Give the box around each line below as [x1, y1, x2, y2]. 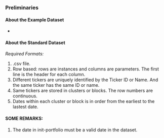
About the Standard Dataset [5, 40, 66, 46]
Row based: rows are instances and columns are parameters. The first [12, 66, 159, 72]
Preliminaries [5, 4, 39, 11]
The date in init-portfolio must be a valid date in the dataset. [12, 126, 138, 133]
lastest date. [12, 103, 39, 110]
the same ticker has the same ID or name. [12, 82, 100, 88]
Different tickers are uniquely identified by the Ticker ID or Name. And [12, 77, 158, 83]
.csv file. [12, 60, 31, 67]
